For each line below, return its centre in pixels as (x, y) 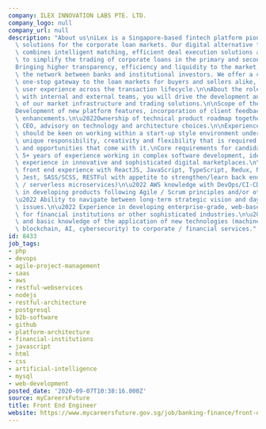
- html (19, 354)
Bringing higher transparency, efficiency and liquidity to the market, (138, 67)
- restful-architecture (47, 302)
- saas (19, 273)
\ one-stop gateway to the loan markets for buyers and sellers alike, (136, 82)
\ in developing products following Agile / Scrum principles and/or (132, 192)
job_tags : (25, 244)
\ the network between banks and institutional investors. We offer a (134, 74)
